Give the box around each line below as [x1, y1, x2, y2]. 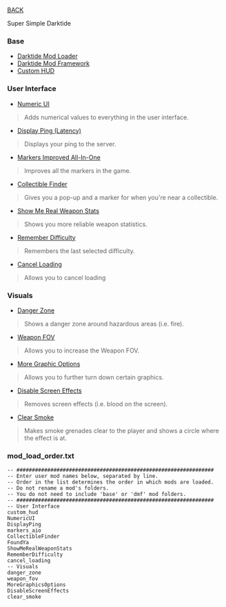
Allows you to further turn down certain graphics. [23, 372, 164, 381]
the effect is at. [23, 434, 68, 442]
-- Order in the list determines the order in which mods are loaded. [7, 479, 214, 486]
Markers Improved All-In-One [17, 153, 101, 161]
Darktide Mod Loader [17, 52, 78, 61]
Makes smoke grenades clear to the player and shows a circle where [23, 426, 219, 435]
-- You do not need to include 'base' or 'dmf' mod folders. [7, 491, 187, 498]
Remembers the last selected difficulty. [23, 246, 136, 255]
